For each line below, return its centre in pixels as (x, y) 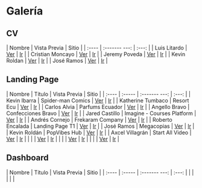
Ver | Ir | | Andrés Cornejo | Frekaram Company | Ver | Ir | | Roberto (90, 119)
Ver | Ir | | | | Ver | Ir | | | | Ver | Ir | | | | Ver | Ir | (63, 139)
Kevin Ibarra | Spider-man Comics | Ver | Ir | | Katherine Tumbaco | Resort (98, 100)
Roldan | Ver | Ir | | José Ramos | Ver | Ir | (57, 61)
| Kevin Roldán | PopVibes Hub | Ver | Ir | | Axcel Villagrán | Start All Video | (99, 132)
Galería (25, 11)
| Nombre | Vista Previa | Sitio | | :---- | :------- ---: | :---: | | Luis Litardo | (97, 48)
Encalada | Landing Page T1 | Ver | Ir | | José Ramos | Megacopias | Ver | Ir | (100, 126)
